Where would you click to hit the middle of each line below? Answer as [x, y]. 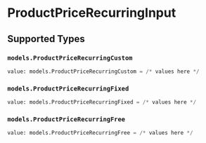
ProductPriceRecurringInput [92, 13]
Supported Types [46, 39]
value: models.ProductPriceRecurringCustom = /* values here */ [103, 71]
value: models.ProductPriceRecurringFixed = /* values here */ [102, 102]
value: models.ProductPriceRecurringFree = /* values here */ [100, 133]
